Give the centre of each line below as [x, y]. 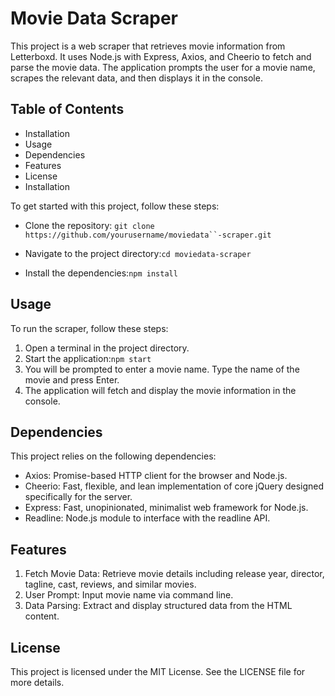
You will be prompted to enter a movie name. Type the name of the [162, 369]
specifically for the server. [78, 497]
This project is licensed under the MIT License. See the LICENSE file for [158, 671]
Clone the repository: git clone [89, 225]
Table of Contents [67, 109]
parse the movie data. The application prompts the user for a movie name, [163, 67]
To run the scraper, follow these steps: [89, 328]
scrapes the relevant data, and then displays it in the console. [136, 78]
